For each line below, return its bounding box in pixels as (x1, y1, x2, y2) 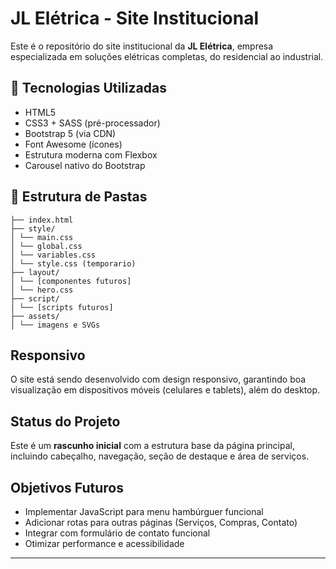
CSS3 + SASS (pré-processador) (24, 117, 161, 129)
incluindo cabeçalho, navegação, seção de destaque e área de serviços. (10, 450, 310, 462)
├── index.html (10, 215, 74, 225)
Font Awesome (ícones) (24, 138, 123, 150)
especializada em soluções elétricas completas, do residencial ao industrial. (10, 50, 324, 62)
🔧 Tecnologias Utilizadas (10, 80, 167, 97)
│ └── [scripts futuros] (10, 302, 114, 312)
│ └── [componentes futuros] (10, 276, 132, 286)
